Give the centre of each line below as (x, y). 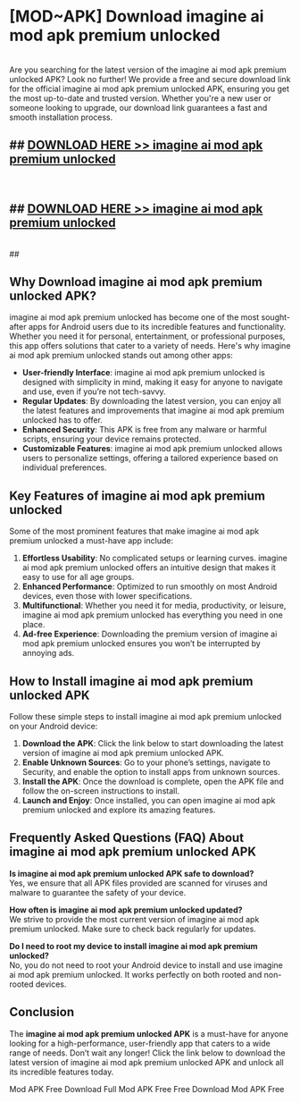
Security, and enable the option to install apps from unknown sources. (151, 772)
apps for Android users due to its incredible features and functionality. (157, 327)
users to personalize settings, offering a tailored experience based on (150, 458)
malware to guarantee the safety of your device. (98, 892)
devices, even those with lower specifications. (107, 596)
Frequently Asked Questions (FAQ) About (126, 838)
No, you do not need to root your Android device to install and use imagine (146, 965)
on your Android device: (54, 726)
